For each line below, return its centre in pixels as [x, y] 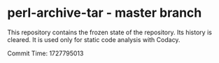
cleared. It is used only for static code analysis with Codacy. [94, 39]
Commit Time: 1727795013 [45, 53]
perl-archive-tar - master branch [105, 13]
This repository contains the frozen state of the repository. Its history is [109, 32]
